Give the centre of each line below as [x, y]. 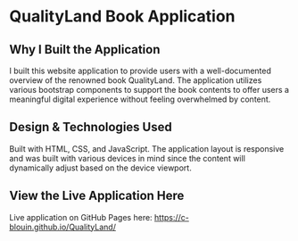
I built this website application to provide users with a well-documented [141, 71]
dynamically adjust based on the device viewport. [100, 168]
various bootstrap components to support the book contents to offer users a [149, 90]
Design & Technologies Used [91, 127]
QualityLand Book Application [122, 17]
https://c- [172, 217]
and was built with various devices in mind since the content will [127, 158]
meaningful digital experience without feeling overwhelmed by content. [140, 99]
